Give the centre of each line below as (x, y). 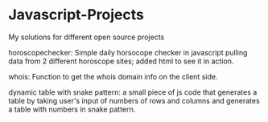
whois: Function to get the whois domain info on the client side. (113, 76)
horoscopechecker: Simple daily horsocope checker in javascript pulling (128, 52)
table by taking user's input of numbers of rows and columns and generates (134, 100)
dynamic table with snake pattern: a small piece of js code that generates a (133, 92)
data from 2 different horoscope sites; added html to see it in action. (121, 61)
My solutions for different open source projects (87, 37)
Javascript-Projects (76, 15)
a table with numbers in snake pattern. (72, 109)
